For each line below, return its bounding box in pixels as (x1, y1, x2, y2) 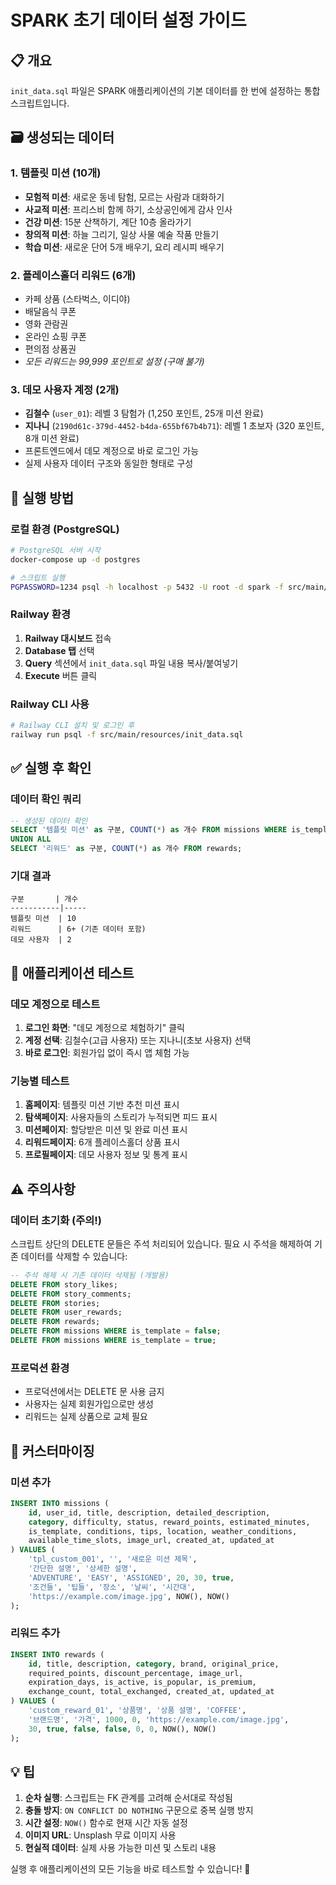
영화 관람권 (24, 317, 69, 330)
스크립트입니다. (10, 97, 70, 109)
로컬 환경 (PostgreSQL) (10, 522, 120, 536)
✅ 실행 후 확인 (10, 760, 92, 777)
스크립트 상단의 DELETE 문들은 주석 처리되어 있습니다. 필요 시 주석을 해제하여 (10, 1237, 313, 1250)
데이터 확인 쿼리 (10, 792, 82, 806)
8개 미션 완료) (24, 432, 80, 445)
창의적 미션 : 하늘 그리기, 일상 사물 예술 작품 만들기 (24, 228, 220, 240)
